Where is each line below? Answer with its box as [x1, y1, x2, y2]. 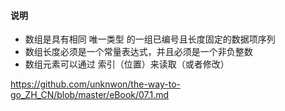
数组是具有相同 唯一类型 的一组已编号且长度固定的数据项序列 [24, 33, 276, 45]
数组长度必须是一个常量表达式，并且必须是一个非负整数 [24, 46, 253, 58]
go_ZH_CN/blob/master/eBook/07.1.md [10, 89, 170, 101]
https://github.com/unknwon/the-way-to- [10, 78, 181, 90]
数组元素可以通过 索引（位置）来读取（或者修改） [24, 58, 230, 70]
